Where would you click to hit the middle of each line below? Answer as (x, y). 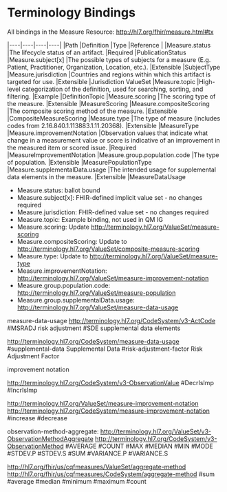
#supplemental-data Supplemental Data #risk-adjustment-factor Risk (105, 349)
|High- (206, 81)
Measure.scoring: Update (53, 227)
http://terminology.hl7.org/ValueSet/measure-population (96, 293)
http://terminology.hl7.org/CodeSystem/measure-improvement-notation (108, 411)
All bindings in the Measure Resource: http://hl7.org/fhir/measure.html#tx (110, 32)
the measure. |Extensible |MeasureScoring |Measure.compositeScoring (108, 103)
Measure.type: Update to (52, 256)
